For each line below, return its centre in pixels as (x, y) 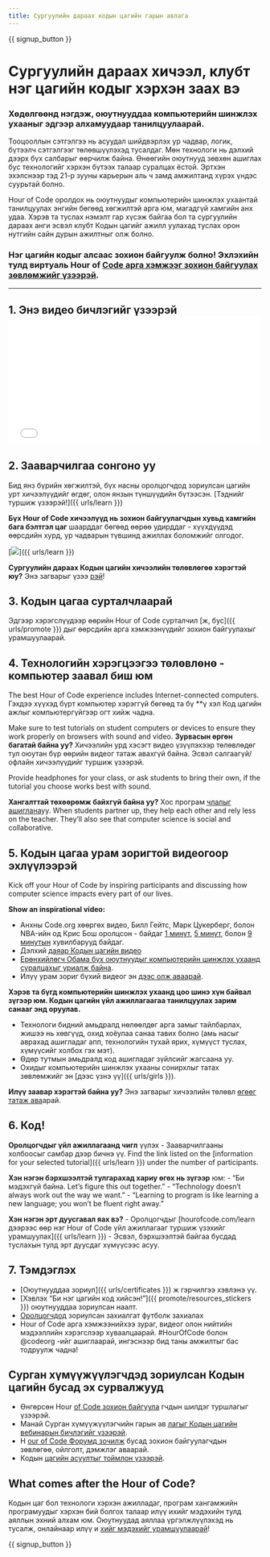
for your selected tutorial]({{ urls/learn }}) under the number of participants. (133, 1162)
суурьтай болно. (37, 184)
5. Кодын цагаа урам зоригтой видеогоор (119, 853)
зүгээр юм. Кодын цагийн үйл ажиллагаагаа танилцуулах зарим (123, 1001)
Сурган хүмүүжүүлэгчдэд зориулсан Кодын (127, 1375)
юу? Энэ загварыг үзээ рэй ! (57, 576)
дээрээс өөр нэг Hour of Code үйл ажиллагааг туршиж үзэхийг (117, 1227)
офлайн (21, 762)
